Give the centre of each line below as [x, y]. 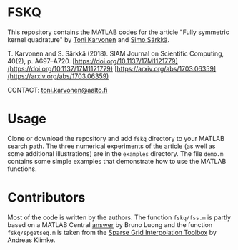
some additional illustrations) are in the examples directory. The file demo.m [115, 153]
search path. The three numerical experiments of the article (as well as [111, 146]
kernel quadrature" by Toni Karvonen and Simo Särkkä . [89, 39]
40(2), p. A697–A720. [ [41, 61]
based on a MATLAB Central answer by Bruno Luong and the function [110, 224]
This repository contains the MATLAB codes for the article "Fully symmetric [119, 32]
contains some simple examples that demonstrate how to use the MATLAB [117, 161]
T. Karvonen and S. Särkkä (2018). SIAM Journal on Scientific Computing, [116, 53]
